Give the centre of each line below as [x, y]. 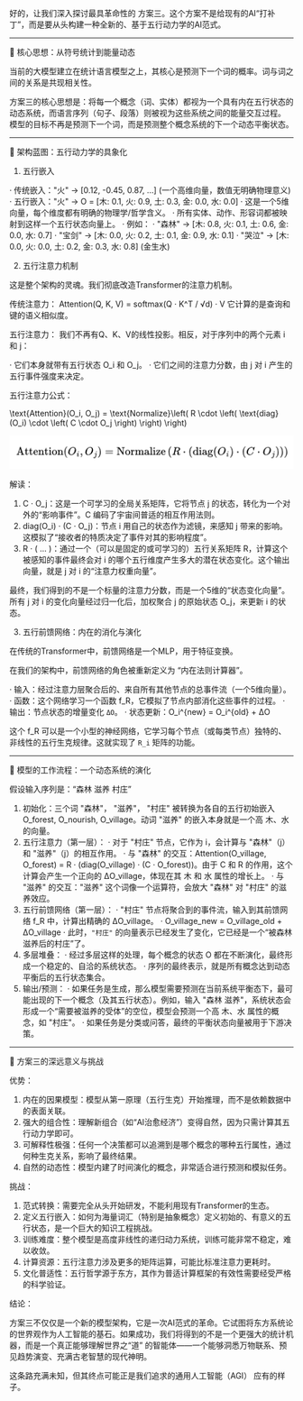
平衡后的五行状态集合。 [66, 977]
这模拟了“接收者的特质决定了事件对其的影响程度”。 [117, 537]
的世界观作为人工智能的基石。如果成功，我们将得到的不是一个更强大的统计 [147, 1334]
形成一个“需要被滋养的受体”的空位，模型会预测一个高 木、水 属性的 [147, 1012]
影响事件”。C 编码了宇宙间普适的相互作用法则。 [131, 515]
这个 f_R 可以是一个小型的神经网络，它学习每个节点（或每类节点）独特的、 [148, 731]
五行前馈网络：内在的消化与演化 [82, 632]
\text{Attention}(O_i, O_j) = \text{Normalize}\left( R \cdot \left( [123, 413]
